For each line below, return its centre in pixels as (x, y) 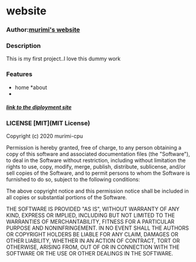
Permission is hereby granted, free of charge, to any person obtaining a (94, 148)
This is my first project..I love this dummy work (63, 59)
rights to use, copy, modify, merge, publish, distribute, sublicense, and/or (96, 167)
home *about (31, 87)
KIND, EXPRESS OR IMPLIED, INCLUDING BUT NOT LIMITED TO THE (91, 215)
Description (24, 46)
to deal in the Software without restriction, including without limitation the (96, 160)
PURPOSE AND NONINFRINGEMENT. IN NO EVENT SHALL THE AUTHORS (98, 228)
